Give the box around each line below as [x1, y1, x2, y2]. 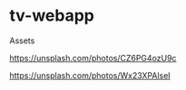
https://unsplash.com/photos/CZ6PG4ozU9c [9, 52, 177, 63]
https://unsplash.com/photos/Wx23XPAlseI [9, 69, 171, 81]
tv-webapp [9, 5, 95, 26]
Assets [9, 35, 35, 46]
